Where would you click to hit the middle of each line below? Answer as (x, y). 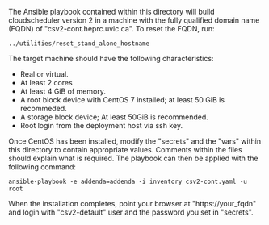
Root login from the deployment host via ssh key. (101, 125)
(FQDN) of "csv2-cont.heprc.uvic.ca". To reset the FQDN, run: (112, 29)
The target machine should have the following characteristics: (111, 58)
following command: (42, 167)
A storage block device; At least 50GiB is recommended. (114, 117)
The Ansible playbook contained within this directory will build (112, 12)
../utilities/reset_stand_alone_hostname (79, 44)
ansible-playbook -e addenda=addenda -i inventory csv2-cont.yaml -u (128, 181)
